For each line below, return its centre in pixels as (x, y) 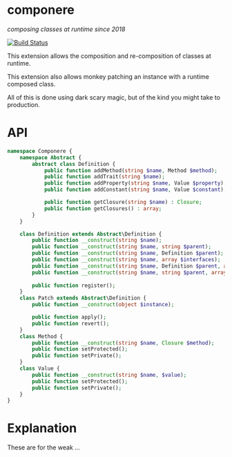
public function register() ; (74, 286)
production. (23, 104)
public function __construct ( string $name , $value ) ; (109, 375)
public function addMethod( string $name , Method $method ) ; (130, 170)
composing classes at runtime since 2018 (66, 29)
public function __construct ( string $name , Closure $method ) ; (123, 343)
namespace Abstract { (50, 158)
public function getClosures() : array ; (103, 208)
